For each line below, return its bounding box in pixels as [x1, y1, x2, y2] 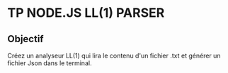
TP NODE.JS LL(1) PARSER [7, 5, 165, 21]
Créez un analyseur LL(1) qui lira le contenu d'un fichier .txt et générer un [7, 51, 221, 60]
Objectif [7, 33, 44, 45]
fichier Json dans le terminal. [7, 59, 92, 67]
